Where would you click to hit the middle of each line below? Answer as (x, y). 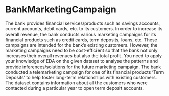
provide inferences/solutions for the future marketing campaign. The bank (83, 67)
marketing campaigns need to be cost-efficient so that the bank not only (81, 50)
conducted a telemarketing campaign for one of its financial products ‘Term (85, 72)
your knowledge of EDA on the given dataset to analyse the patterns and (82, 61)
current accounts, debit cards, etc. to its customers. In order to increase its (84, 28)
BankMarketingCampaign (61, 9)
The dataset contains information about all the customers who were (76, 83)
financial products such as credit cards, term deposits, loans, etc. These (81, 40)
